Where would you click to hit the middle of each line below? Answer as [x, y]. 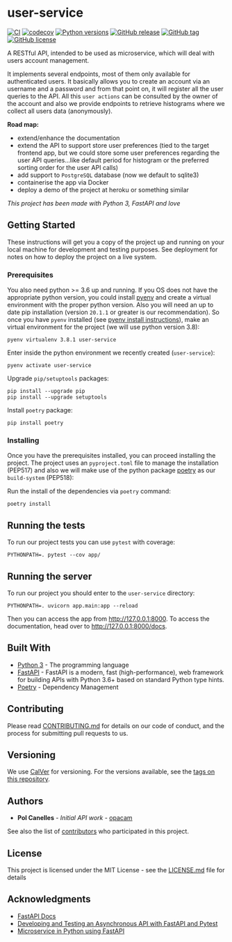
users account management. [48, 60]
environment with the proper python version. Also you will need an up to [110, 305]
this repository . [29, 779]
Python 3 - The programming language [73, 665]
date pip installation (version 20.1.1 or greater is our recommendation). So [114, 312]
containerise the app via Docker [63, 182]
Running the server [50, 576]
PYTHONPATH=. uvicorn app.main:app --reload [73, 605]
